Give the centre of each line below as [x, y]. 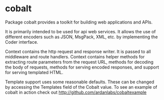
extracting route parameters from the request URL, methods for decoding [79, 62]
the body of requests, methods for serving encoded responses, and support [82, 67]
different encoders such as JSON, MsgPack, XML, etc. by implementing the [82, 37]
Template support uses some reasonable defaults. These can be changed [80, 82]
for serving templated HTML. [34, 72]
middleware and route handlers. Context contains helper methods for [75, 56]
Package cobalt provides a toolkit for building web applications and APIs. [79, 22]
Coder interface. [22, 42]
